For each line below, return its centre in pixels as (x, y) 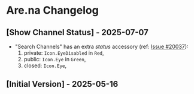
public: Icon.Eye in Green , (55, 59)
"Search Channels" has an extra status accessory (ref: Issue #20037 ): (101, 46)
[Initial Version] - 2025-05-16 (62, 84)
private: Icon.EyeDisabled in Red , (64, 53)
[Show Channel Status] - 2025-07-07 (77, 32)
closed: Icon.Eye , (45, 65)
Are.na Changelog (52, 10)
